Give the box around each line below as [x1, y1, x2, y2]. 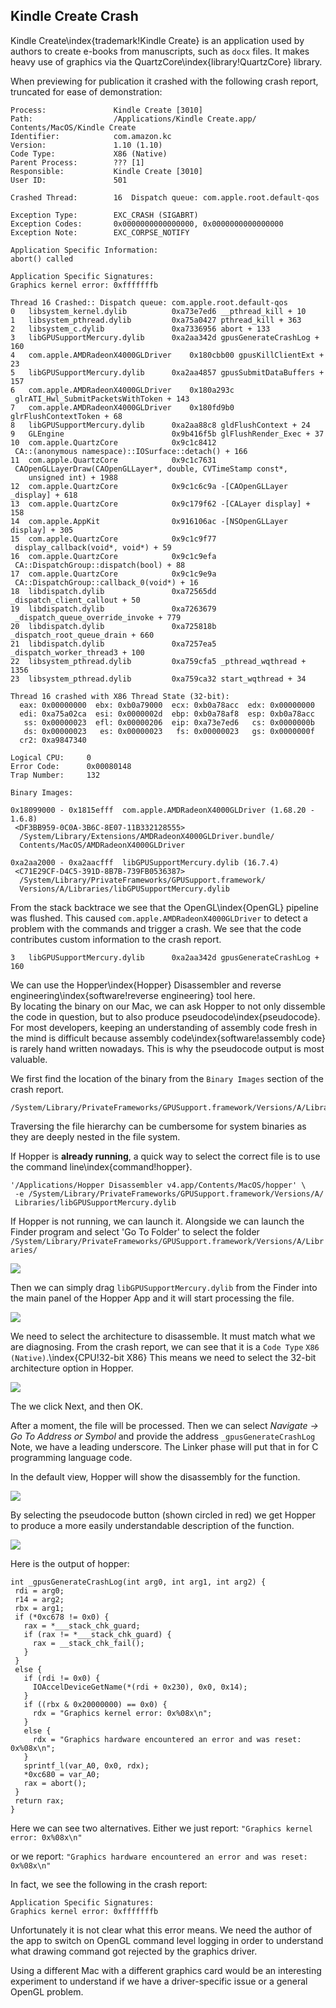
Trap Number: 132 [10, 770, 101, 780]
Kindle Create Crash [10, 8, 139, 25]
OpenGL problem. [10, 1985, 84, 1998]
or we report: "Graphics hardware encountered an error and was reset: [10, 1850, 308, 1862]
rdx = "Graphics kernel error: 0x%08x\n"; [32, 1708, 213, 1718]
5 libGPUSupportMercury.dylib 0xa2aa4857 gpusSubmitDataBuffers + [10, 367, 325, 378]
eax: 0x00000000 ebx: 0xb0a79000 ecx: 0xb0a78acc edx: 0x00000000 [19, 700, 315, 710]
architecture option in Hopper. [10, 1362, 134, 1374]
